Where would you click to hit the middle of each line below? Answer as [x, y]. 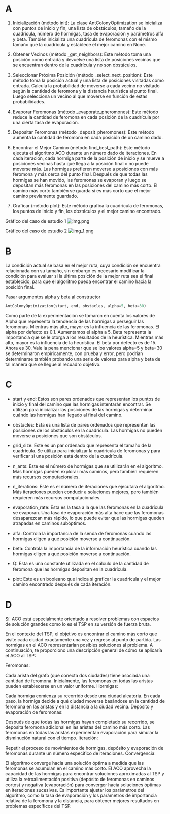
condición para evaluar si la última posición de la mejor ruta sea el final [79, 276]
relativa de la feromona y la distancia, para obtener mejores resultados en [82, 801]
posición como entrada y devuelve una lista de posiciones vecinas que [87, 59]
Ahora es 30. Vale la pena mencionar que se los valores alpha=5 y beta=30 [84, 348]
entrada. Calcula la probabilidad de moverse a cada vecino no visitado [86, 85]
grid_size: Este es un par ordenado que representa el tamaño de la [82, 445]
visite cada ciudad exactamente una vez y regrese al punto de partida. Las [83, 639]
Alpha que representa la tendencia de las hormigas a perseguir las [75, 321]
